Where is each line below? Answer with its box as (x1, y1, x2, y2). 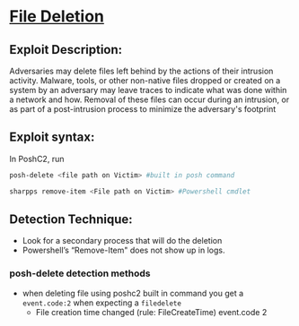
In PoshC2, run (9, 153, 65, 164)
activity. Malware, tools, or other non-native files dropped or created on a (9, 75, 281, 86)
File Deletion (9, 6, 105, 27)
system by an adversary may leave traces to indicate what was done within (9, 85, 287, 95)
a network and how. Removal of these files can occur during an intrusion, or (9, 94, 290, 105)
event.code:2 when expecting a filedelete (22, 297, 182, 308)
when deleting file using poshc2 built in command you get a (22, 287, 244, 298)
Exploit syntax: (9, 130, 95, 145)
